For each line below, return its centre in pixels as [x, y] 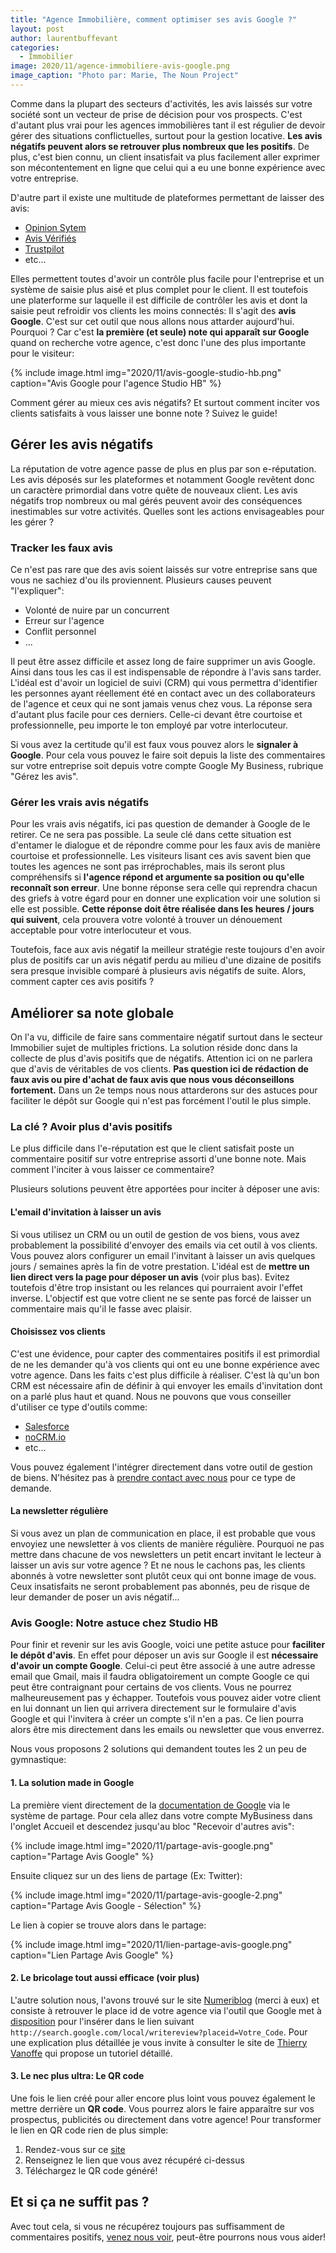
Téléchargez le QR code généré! [91, 2170]
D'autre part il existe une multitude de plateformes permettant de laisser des [167, 197]
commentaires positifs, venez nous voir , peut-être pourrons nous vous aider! [168, 2237]
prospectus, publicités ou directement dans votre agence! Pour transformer [166, 2119]
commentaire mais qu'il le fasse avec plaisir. [101, 1308]
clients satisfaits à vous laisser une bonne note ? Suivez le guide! [144, 413]
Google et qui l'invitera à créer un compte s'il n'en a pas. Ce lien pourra [157, 1719]
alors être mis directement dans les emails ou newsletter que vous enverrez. [167, 1730]
